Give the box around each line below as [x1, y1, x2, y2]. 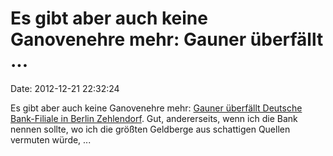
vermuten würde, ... [10, 133, 92, 146]
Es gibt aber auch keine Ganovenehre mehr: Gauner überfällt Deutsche [10, 102, 303, 114]
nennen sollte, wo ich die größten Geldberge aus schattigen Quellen [10, 123, 291, 135]
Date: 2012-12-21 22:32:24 [10, 82, 120, 94]
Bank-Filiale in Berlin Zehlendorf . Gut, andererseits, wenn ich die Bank [10, 112, 298, 124]
